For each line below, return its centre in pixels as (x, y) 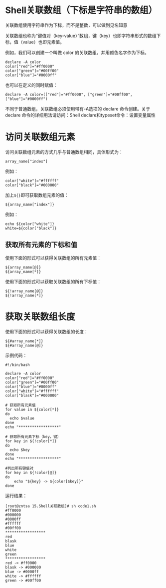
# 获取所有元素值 (20, 405)
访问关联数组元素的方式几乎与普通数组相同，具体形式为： (64, 152)
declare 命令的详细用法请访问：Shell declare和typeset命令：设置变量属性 (81, 115)
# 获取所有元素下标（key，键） (33, 436)
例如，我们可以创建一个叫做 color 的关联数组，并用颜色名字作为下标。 (77, 52)
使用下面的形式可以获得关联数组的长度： (47, 331)
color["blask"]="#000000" (32, 395)
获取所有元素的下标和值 (41, 245)
